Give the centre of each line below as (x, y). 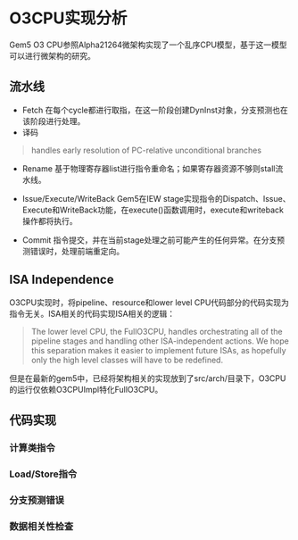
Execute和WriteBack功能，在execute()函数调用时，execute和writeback (153, 210)
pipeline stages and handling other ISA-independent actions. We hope (160, 341)
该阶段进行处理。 (54, 120)
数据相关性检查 (41, 526)
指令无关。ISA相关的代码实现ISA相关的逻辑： (92, 313)
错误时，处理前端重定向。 (77, 251)
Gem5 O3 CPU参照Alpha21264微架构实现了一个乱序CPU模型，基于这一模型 (148, 45)
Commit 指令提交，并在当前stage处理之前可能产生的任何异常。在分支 (149, 240)
